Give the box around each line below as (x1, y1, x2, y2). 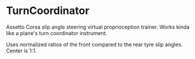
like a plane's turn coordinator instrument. (6, 29, 107, 36)
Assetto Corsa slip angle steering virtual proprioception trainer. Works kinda (6, 23, 190, 30)
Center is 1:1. (6, 47, 37, 54)
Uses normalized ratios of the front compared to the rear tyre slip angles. (6, 41, 183, 48)
